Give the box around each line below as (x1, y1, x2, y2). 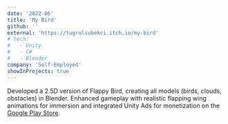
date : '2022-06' (7, 10, 54, 17)
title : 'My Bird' (7, 17, 57, 23)
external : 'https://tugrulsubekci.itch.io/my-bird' (7, 29, 159, 37)
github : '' (7, 23, 39, 30)
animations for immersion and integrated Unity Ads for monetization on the (7, 101, 220, 110)
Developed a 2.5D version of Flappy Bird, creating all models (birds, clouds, (7, 87, 222, 95)
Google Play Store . (7, 108, 61, 117)
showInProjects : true (7, 68, 70, 74)
